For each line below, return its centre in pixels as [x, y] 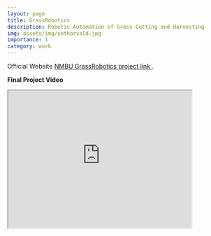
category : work [29, 46]
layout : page [26, 14]
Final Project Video [35, 80]
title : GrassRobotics [39, 20]
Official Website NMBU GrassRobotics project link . [80, 66]
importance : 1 [28, 40]
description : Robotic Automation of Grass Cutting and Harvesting [106, 27]
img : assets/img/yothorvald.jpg [54, 33]
